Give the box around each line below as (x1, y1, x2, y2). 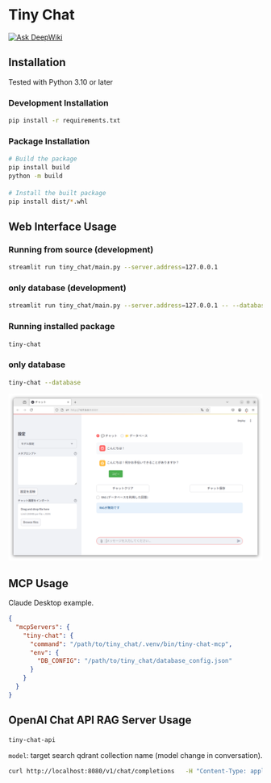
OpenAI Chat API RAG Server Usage (8, 714, 192, 727)
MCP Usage (8, 577, 69, 590)
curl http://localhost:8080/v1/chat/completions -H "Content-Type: (8, 767, 248, 775)
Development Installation (8, 97, 109, 108)
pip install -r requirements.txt (8, 117, 121, 125)
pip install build (8, 164, 70, 172)
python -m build (8, 172, 63, 180)
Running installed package (8, 321, 115, 332)
